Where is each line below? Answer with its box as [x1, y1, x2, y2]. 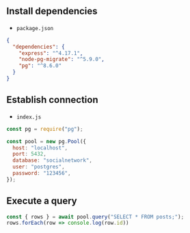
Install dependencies [6, 5, 98, 17]
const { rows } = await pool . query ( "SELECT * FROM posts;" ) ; [6, 213, 185, 220]
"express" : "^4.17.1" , [18, 49, 83, 57]
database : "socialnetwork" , [12, 157, 93, 164]
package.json [16, 25, 54, 32]
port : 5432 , [12, 151, 47, 158]
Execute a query [6, 195, 77, 207]
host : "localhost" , [12, 144, 68, 151]
